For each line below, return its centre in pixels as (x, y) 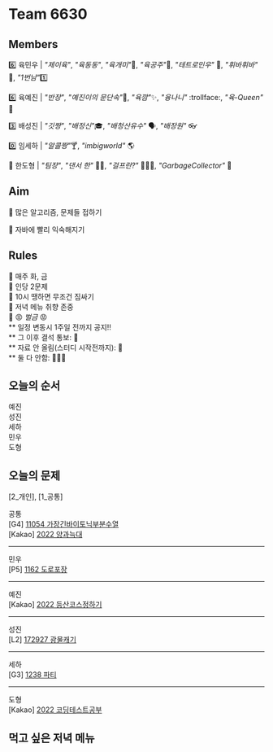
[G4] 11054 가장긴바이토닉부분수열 (64, 524)
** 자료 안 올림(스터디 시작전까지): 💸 (66, 348)
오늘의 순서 (35, 386)
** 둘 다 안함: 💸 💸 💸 (37, 357)
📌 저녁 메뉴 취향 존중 (41, 307)
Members (33, 44)
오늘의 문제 (35, 476)
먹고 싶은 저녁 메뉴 (52, 738)
